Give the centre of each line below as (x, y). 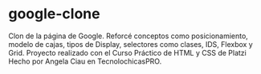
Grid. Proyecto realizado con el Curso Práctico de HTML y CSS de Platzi (127, 53)
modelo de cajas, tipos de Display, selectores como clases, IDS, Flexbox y (130, 44)
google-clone (54, 14)
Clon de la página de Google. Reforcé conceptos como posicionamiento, (128, 36)
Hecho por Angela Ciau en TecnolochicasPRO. (85, 61)
